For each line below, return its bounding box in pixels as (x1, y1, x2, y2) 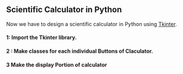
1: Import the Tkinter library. (6, 34, 77, 41)
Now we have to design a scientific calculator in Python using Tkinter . (6, 20, 177, 27)
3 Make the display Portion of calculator (6, 61, 107, 68)
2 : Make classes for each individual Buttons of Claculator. (6, 47, 154, 54)
